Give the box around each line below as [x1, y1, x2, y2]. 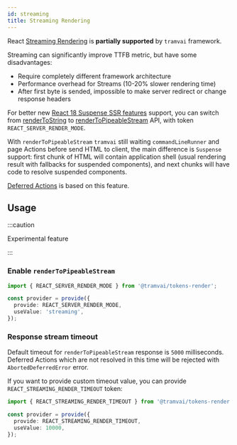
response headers [17, 94, 71, 103]
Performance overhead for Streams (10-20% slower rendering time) [17, 79, 216, 88]
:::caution [7, 221, 35, 229]
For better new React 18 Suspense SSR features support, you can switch [7, 108, 219, 117]
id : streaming [7, 10, 50, 18]
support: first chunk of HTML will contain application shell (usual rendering [7, 152, 226, 161]
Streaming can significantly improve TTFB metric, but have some [7, 51, 197, 59]
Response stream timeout [7, 332, 98, 342]
